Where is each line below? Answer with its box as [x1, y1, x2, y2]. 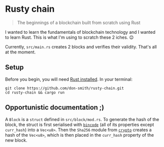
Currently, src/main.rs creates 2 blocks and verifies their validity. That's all [5, 44, 157, 49]
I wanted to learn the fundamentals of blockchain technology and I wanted [5, 29, 156, 35]
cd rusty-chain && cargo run [5, 90, 65, 95]
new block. [5, 137, 27, 143]
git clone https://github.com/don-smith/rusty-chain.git [5, 86, 124, 91]
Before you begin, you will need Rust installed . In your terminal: [5, 76, 133, 82]
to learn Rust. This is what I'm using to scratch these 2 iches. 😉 [5, 34, 134, 40]
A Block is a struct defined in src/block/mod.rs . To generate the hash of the [5, 116, 160, 122]
